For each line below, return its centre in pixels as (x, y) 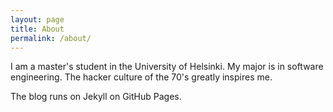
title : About (37, 29)
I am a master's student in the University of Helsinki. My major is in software (167, 67)
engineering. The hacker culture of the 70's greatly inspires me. (141, 77)
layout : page (37, 19)
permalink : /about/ (51, 38)
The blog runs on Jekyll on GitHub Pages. (96, 97)
